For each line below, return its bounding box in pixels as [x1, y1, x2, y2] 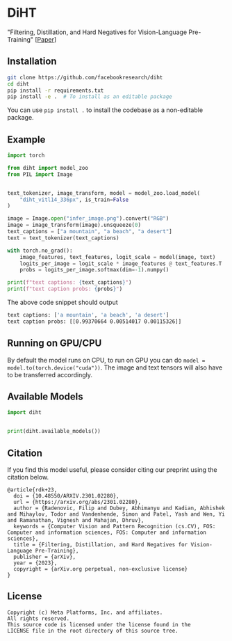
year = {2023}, [13, 560, 58, 567]
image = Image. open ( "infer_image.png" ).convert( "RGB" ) [7, 215, 169, 222]
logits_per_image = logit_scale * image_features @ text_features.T [19, 260, 222, 267]
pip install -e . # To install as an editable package [7, 93, 172, 100]
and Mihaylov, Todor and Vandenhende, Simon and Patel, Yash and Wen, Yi [7, 511, 226, 518]
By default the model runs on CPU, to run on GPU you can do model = [7, 356, 206, 364]
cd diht [7, 80, 30, 88]
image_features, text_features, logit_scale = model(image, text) [19, 253, 216, 260]
